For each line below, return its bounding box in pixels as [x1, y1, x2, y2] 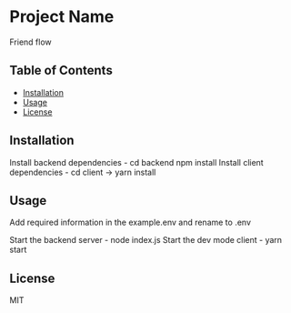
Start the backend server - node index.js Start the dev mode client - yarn [9, 235, 283, 246]
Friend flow [9, 36, 52, 47]
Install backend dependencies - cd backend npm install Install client [9, 156, 264, 167]
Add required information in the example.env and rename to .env [9, 217, 252, 228]
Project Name [9, 6, 115, 27]
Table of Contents [9, 63, 114, 78]
